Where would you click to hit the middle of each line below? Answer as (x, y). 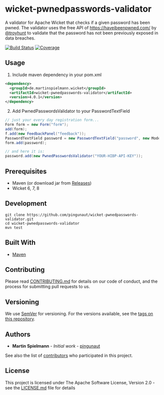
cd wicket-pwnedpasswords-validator (42, 223)
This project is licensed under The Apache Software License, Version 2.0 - (80, 382)
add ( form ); (16, 129)
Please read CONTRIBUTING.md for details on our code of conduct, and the (81, 281)
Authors (18, 334)
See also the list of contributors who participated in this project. (69, 355)
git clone (15, 215)
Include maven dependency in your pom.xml (57, 75)
